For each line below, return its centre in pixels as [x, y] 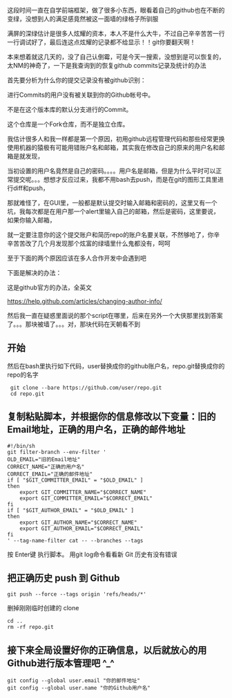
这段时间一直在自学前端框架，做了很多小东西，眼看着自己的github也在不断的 [116, 10]
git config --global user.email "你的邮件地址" [74, 681]
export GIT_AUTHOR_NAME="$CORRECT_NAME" [78, 522]
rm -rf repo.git [30, 628]
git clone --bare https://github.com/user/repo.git [86, 388]
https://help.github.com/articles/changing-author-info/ [85, 301]
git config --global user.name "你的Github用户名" [79, 688]
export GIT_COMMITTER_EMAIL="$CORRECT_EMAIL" [86, 498]
